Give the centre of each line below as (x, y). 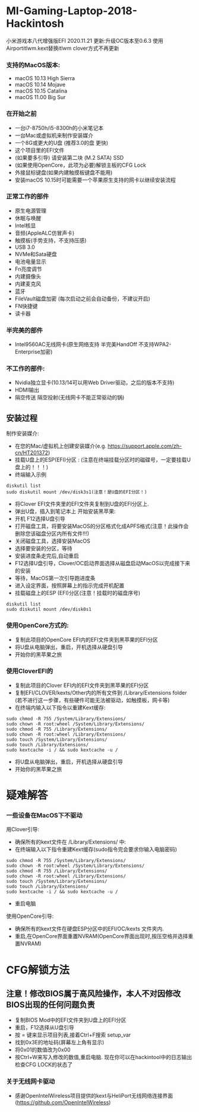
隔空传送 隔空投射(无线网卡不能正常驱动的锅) (70, 397)
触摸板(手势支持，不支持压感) (51, 240)
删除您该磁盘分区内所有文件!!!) (52, 534)
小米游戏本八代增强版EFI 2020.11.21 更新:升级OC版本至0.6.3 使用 (85, 40)
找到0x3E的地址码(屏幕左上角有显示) (59, 1043)
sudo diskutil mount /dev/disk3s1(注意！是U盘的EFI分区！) (77, 492)
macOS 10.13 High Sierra (45, 78)
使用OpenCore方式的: (38, 626)
